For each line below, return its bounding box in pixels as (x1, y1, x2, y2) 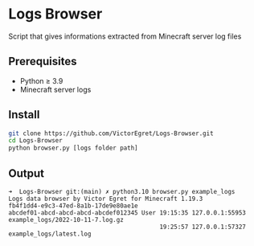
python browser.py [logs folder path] (8, 144, 138, 153)
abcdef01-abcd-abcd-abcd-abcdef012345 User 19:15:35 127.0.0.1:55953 (8, 209, 247, 217)
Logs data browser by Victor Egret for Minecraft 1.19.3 (8, 195, 203, 203)
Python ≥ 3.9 (19, 76, 63, 85)
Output (8, 166, 44, 180)
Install (8, 108, 40, 121)
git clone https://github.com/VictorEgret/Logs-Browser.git (8, 129, 215, 137)
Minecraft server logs (19, 84, 92, 94)
